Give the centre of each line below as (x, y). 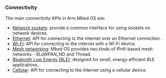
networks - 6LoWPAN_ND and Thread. (52, 54)
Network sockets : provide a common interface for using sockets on (81, 28)
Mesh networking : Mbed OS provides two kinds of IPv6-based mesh (83, 49)
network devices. (30, 33)
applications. (25, 65)
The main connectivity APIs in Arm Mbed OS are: (55, 18)
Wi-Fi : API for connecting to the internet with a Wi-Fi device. (74, 44)
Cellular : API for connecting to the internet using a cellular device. (80, 70)
